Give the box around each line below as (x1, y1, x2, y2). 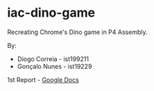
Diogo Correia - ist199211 (17, 54, 89, 63)
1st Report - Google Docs (7, 75, 80, 84)
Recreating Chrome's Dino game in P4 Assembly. (7, 28, 148, 36)
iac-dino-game (7, 5, 96, 21)
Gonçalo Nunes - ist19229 (17, 62, 92, 70)
